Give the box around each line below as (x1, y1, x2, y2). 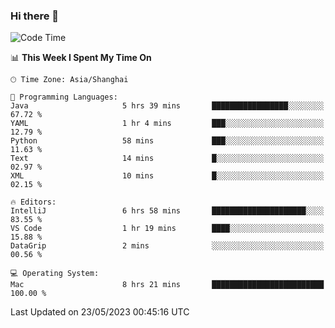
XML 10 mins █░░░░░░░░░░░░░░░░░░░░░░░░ (10, 171, 325, 181)
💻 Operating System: (10, 269, 100, 279)
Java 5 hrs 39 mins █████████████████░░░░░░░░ (10, 101, 325, 111)
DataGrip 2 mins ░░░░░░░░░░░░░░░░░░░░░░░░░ (10, 241, 325, 251)
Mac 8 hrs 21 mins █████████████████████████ (10, 280, 325, 290)
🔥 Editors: (10, 197, 57, 208)
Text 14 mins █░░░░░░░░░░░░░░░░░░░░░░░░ (10, 154, 325, 164)
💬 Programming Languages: (10, 92, 118, 103)
